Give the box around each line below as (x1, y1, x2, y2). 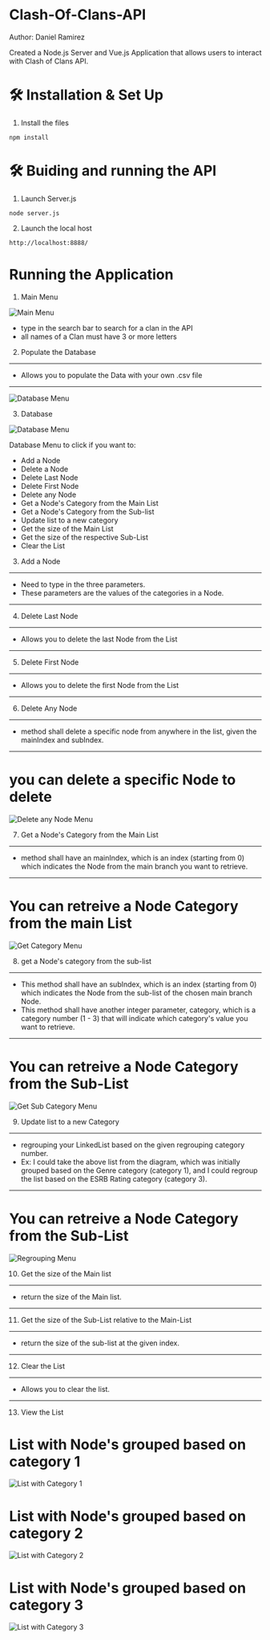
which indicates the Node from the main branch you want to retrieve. (20, 861, 248, 871)
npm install (9, 133, 49, 141)
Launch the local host (20, 223, 93, 233)
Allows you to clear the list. (20, 1384, 111, 1394)
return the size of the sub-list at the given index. (20, 1338, 179, 1348)
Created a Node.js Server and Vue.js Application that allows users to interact (9, 47, 262, 57)
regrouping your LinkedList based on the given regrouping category (20, 1140, 245, 1150)
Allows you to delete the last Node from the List (20, 634, 178, 644)
